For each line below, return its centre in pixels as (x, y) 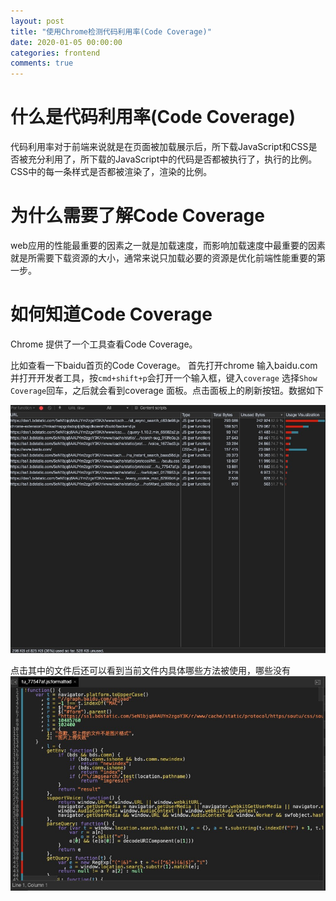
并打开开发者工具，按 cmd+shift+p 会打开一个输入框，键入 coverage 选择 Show (164, 377)
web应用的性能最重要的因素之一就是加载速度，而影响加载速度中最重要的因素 (168, 245)
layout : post (37, 21)
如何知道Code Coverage (111, 314)
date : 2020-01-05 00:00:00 (66, 42)
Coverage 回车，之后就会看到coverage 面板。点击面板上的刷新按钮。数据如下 (167, 390)
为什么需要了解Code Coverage (137, 216)
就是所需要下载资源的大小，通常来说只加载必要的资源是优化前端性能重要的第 (168, 258)
